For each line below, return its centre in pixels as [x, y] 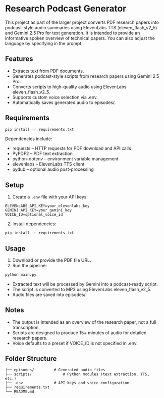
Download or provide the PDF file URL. [52, 260]
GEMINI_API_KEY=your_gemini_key [38, 210]
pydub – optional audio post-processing [53, 169]
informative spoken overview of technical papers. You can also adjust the [80, 38]
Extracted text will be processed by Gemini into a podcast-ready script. [85, 284]
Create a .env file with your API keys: [50, 197]
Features [19, 59]
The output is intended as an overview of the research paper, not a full [84, 322]
